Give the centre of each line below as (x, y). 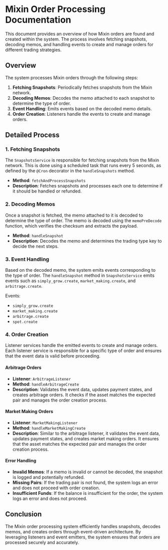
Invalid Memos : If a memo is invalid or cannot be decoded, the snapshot (88, 472)
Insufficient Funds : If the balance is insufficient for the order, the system (88, 493)
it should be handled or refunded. (47, 191)
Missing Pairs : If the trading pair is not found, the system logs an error (85, 482)
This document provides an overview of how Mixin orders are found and (80, 34)
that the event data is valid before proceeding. (53, 356)
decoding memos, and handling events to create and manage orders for (79, 44)
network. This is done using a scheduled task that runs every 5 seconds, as (83, 165)
